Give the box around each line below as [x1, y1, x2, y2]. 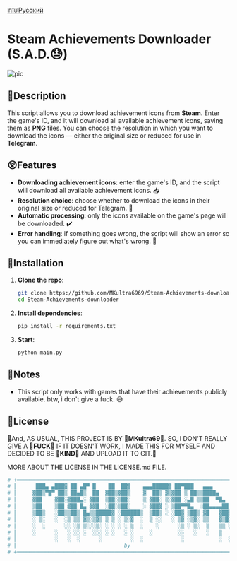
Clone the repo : [17, 276, 64, 285]
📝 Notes [7, 369, 41, 381]
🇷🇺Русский [7, 6, 44, 14]
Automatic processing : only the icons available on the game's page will [17, 211, 227, 220]
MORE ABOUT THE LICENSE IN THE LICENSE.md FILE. [7, 463, 167, 471]
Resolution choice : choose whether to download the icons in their [17, 196, 210, 204]
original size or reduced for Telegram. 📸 [17, 203, 133, 212]
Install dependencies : [17, 309, 83, 317]
